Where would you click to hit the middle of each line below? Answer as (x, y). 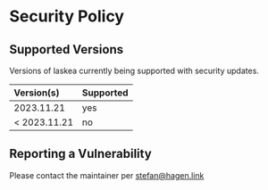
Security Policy (67, 17)
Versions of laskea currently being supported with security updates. (134, 70)
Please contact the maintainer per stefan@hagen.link (107, 175)
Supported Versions (66, 50)
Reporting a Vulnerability (80, 154)
